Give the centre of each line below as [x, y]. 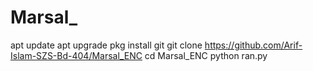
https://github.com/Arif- [253, 45]
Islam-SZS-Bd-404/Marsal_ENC [76, 55]
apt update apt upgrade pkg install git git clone [106, 45]
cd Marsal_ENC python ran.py [206, 55]
